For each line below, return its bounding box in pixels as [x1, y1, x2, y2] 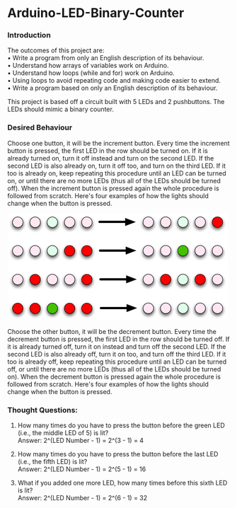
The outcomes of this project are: [7, 46, 105, 54]
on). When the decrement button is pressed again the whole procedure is [7, 372, 221, 381]
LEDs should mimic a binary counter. [7, 105, 115, 114]
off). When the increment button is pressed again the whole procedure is [7, 184, 219, 192]
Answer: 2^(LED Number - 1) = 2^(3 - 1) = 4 [17, 437, 144, 445]
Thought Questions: [7, 405, 78, 415]
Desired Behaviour [7, 122, 73, 132]
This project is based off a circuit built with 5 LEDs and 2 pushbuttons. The [7, 98, 225, 106]
